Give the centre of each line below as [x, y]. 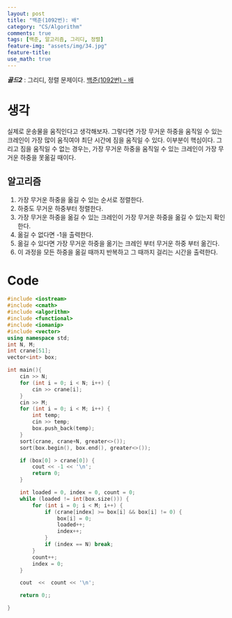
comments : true [29, 33]
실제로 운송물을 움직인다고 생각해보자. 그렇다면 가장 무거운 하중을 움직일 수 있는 [115, 131]
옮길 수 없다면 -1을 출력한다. [55, 234]
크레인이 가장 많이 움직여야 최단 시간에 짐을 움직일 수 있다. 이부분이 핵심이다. [111, 140]
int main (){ [24, 370]
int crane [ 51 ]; [29, 351]
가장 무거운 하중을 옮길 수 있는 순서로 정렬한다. [80, 199]
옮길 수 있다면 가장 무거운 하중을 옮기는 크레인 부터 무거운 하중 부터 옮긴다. [118, 243]
